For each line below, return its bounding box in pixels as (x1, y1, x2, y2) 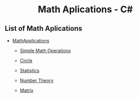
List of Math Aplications (5, 24, 82, 33)
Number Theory (19, 77, 54, 83)
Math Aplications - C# (37, 4, 133, 15)
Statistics (19, 68, 39, 73)
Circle (19, 57, 33, 64)
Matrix (19, 87, 34, 93)
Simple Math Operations (19, 48, 71, 53)
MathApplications (12, 37, 50, 44)
